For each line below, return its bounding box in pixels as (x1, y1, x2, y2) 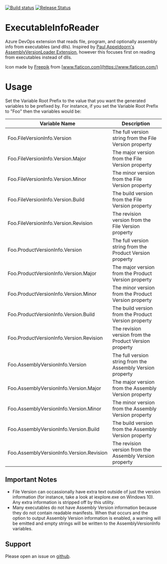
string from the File (112, 135, 157, 141)
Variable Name (39, 120, 76, 127)
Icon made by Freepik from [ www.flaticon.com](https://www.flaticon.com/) (5, 64, 159, 70)
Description (121, 120, 150, 127)
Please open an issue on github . (5, 553, 71, 559)
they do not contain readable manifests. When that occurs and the (12, 509, 148, 516)
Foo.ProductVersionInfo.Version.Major (7, 270, 97, 277)
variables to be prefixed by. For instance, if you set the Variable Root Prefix (5, 103, 159, 109)
